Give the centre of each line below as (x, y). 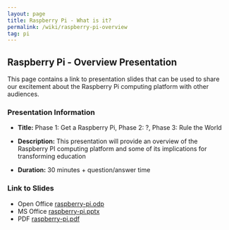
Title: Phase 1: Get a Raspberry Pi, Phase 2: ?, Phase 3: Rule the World (119, 128)
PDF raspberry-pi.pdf (48, 219)
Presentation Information (51, 112)
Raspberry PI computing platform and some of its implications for (112, 149)
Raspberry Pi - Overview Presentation (92, 62)
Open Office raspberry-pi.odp (61, 204)
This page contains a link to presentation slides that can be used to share (113, 79)
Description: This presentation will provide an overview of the (108, 141)
